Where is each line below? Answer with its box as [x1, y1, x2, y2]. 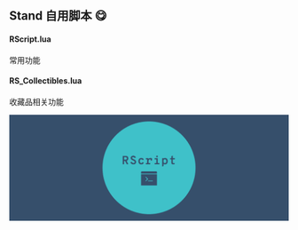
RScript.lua [9, 34, 51, 44]
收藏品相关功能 [9, 96, 64, 107]
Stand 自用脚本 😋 [9, 8, 107, 24]
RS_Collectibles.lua [9, 75, 82, 86]
